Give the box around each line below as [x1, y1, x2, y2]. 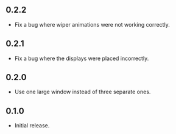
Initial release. [14, 122, 50, 129]
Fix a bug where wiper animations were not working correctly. [14, 21, 170, 28]
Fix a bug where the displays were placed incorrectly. [14, 55, 149, 62]
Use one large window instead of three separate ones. [14, 88, 151, 96]
